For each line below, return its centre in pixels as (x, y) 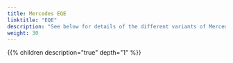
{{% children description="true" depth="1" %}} (74, 53)
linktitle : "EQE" (32, 20)
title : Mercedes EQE (37, 13)
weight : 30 (23, 33)
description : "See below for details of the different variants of (107, 26)
